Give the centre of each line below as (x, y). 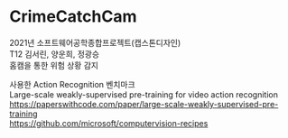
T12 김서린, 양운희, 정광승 (55, 54)
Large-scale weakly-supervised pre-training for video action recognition (144, 94)
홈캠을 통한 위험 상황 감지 (54, 65)
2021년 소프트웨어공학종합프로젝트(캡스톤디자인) (95, 42)
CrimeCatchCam (73, 17)
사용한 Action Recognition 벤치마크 (72, 84)
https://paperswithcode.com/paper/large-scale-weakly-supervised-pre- (144, 104)
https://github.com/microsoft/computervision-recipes (109, 123)
